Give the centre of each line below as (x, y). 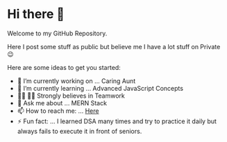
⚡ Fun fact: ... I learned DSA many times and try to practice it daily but (117, 121)
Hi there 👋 (36, 14)
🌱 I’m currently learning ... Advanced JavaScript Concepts (100, 88)
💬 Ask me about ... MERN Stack (62, 103)
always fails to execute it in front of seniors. (79, 131)
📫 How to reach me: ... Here (58, 111)
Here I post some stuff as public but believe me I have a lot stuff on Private (114, 46)
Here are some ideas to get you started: (64, 67)
